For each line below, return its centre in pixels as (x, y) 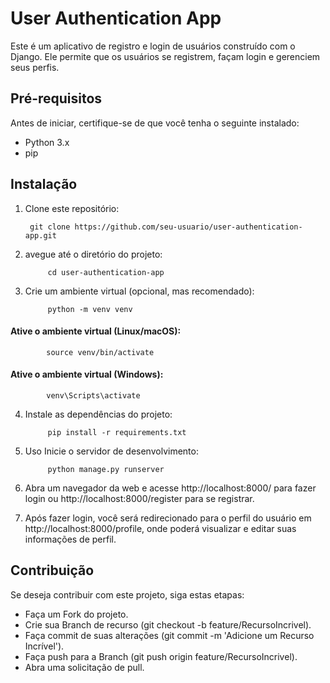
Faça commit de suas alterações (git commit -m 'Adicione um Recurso (169, 635)
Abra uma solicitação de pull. (84, 667)
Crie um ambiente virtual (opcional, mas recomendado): (139, 291)
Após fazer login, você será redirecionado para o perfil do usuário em (168, 518)
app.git (40, 235)
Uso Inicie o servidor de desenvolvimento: (111, 451)
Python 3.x (47, 142)
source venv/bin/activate (100, 352)
